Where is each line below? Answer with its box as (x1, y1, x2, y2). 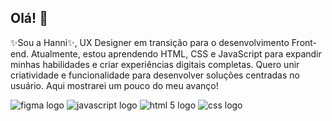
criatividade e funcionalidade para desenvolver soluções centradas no (10, 69, 300, 81)
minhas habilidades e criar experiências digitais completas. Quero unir (10, 58, 300, 70)
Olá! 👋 (10, 10, 48, 27)
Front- (291, 36, 318, 48)
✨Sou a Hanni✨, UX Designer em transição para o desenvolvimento (10, 36, 290, 48)
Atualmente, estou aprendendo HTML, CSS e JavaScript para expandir (30, 47, 322, 60)
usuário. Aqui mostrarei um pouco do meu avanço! (10, 79, 219, 91)
